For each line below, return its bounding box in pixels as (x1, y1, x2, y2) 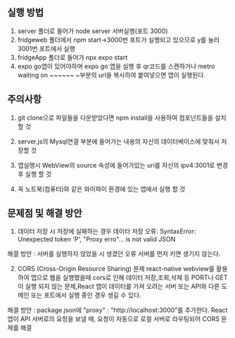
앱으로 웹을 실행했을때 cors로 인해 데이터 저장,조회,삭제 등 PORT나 (30, 273, 214, 282)
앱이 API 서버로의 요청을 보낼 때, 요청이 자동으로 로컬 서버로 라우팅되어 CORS (7, 315, 220, 323)
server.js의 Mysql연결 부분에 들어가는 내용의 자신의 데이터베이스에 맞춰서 (17, 137, 220, 146)
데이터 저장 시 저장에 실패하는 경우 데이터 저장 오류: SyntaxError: (17, 227, 196, 236)
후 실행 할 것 (17, 170, 52, 178)
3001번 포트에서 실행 (17, 44, 75, 53)
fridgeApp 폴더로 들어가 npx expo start (17, 53, 128, 61)
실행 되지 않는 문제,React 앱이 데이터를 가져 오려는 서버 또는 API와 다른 (25, 282, 220, 291)
